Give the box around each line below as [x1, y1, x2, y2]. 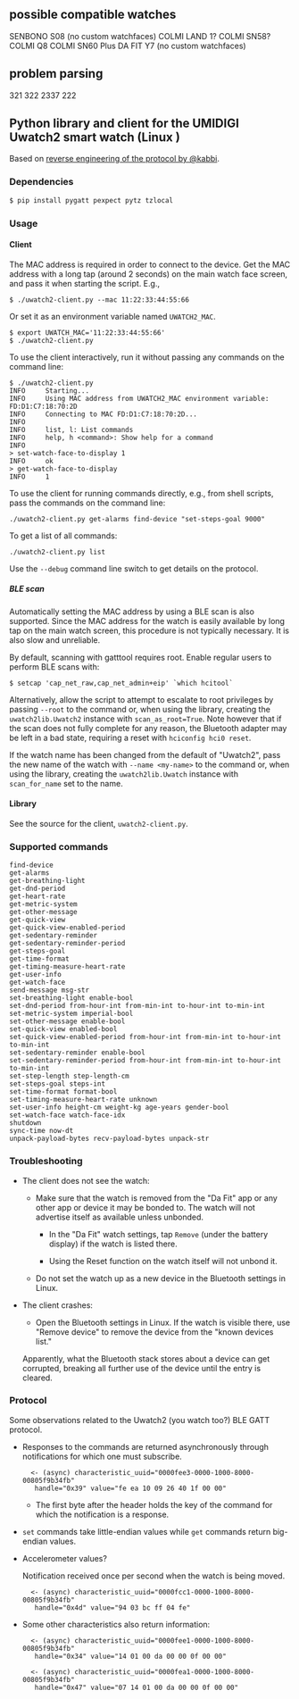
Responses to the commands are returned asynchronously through [21, 1441, 270, 1452]
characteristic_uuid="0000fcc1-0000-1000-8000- [74, 1587, 255, 1596]
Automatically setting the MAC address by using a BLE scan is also [9, 606, 254, 617]
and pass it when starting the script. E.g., [9, 278, 161, 288]
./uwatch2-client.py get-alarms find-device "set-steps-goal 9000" [9, 514, 266, 523]
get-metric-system [9, 900, 78, 909]
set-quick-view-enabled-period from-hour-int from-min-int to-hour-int [9, 1033, 281, 1042]
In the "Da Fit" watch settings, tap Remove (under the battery [48, 1228, 269, 1239]
